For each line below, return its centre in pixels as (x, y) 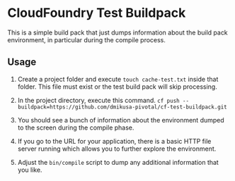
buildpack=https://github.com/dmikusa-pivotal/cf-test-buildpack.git (122, 107)
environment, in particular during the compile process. (87, 39)
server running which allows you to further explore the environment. (117, 149)
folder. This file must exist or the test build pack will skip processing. (117, 87)
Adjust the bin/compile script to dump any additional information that (118, 162)
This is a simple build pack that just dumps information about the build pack (117, 32)
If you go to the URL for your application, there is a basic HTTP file (114, 141)
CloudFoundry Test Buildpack (97, 13)
